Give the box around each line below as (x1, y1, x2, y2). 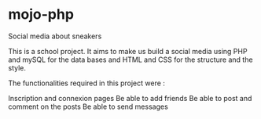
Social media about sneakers (8, 31, 102, 41)
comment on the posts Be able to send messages (8, 102, 169, 111)
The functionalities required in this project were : (8, 78, 165, 88)
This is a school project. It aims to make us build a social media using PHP (8, 46, 248, 56)
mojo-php (8, 5, 75, 23)
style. (8, 63, 26, 72)
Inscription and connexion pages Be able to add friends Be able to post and (8, 93, 252, 103)
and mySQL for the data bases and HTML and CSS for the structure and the (8, 55, 253, 64)
